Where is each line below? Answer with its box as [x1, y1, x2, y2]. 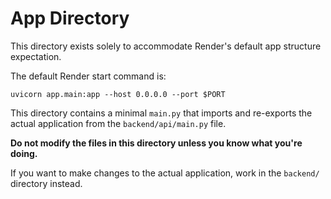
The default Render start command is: [10, 70, 167, 82]
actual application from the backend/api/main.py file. [10, 117, 227, 129]
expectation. [10, 50, 62, 62]
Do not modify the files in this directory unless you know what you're [10, 137, 303, 149]
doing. [10, 147, 38, 159]
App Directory [10, 7, 130, 30]
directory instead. [10, 177, 83, 189]
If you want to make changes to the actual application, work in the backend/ [10, 167, 320, 179]
